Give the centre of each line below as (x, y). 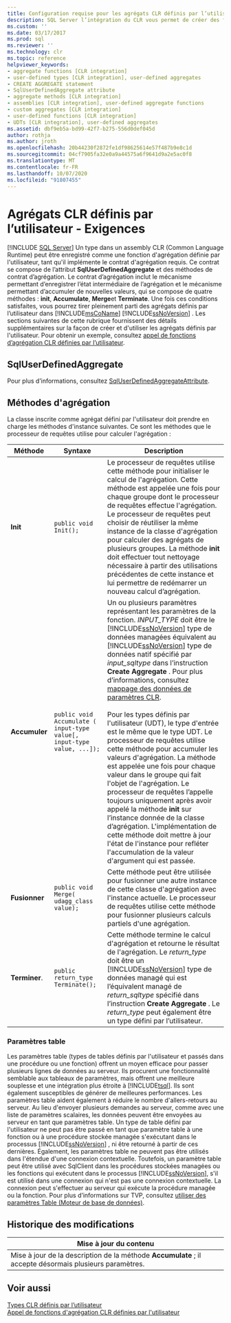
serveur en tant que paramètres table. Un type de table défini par (99, 1122)
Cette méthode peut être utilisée (159, 871)
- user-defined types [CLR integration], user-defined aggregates (104, 77)
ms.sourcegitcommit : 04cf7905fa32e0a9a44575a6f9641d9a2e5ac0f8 (100, 155)
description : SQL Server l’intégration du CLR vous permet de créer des (113, 20)
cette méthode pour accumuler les (163, 749)
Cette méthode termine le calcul (159, 935)
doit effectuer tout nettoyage (153, 557)
